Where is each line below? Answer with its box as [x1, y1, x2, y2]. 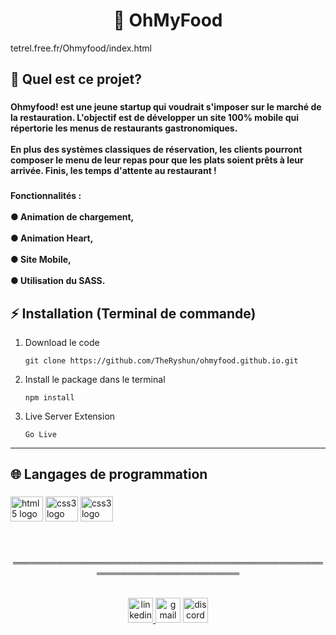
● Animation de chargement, [10, 211, 135, 223]
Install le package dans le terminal [24, 373, 166, 385]
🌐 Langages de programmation [10, 466, 208, 483]
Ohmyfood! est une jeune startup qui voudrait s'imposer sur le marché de [10, 101, 322, 113]
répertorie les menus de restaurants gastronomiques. [10, 122, 238, 134]
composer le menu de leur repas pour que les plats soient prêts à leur [10, 154, 304, 166]
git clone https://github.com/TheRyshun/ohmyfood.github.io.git [24, 355, 299, 366]
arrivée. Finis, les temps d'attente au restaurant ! [10, 165, 217, 177]
